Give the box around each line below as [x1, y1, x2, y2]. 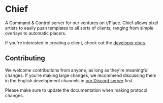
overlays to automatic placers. [5, 30, 66, 36]
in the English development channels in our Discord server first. [5, 77, 134, 83]
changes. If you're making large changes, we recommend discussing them [5, 72, 157, 78]
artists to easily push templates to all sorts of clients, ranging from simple [5, 25, 154, 31]
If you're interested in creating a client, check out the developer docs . [5, 39, 147, 45]
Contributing [5, 54, 45, 63]
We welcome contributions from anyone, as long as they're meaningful [5, 67, 149, 73]
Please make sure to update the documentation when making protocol [5, 87, 148, 93]
